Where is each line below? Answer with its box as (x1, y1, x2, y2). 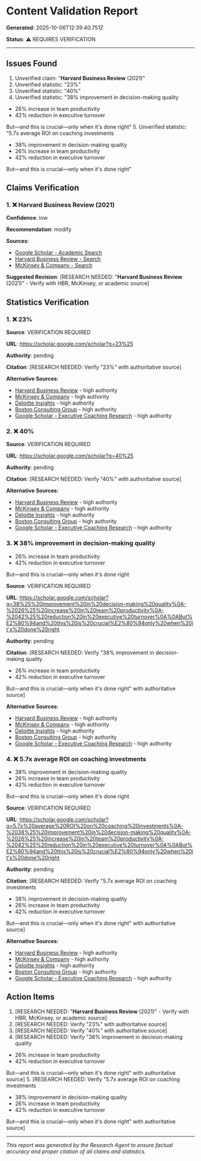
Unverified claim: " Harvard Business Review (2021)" (14, 74, 145, 81)
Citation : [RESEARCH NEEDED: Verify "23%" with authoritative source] (6, 363, 181, 371)
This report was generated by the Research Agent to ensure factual (6, 1141, 173, 1148)
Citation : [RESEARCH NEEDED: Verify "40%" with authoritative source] (6, 475, 181, 483)
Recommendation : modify (6, 226, 72, 233)
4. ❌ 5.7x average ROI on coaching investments (6, 754, 147, 763)
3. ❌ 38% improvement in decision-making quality (6, 539, 156, 547)
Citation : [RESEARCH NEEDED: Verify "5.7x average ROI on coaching (6, 877, 177, 884)
